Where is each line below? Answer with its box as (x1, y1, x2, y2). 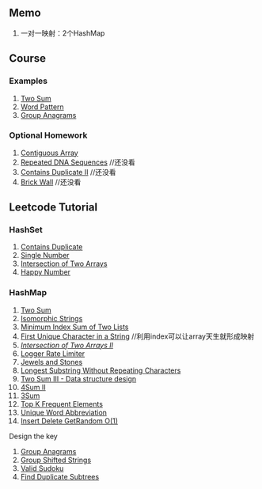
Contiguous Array (20, 148, 78, 157)
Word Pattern (20, 102, 64, 112)
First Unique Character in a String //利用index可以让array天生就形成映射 (20, 332, 255, 341)
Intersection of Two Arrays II (20, 340, 114, 350)
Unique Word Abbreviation (20, 407, 108, 417)
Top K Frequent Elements (20, 399, 104, 408)
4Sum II (20, 382, 46, 392)
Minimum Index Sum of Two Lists (20, 322, 129, 332)
